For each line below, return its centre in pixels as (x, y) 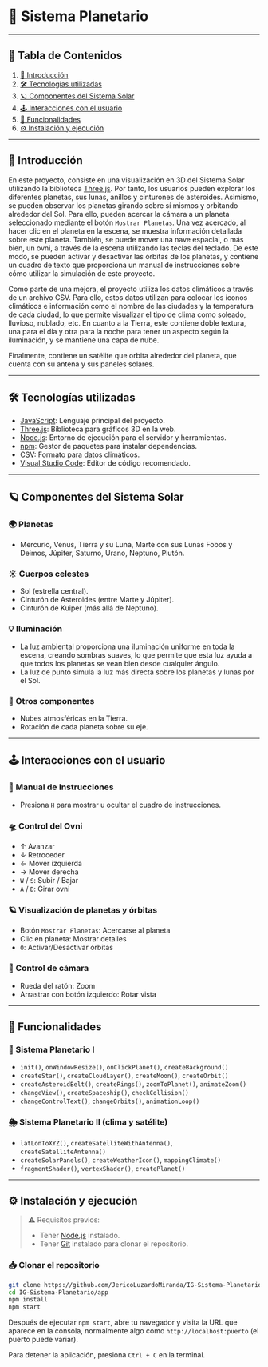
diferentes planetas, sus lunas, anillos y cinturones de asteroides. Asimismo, (134, 197)
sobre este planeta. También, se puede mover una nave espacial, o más (126, 239)
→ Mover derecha (49, 872)
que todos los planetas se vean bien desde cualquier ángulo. (120, 663)
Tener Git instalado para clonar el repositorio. (114, 1244)
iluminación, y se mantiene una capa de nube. (84, 340)
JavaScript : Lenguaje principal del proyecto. (92, 421)
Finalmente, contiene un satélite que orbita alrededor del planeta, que (122, 355)
